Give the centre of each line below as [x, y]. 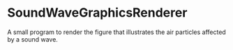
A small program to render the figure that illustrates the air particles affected [117, 32]
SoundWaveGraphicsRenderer [97, 13]
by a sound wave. [32, 39]
